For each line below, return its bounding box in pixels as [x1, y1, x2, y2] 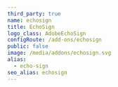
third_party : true [7, 10, 61, 18]
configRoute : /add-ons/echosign [7, 36, 102, 43]
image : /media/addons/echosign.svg [7, 50, 112, 57]
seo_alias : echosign [7, 69, 68, 76]
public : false [7, 43, 49, 50]
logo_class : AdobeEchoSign [7, 29, 86, 37]
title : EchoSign [7, 23, 55, 30]
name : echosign [7, 17, 52, 24]
